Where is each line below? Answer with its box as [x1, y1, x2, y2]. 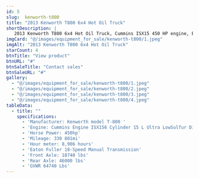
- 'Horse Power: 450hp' [21, 130, 81, 136]
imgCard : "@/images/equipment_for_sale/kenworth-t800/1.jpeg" [6, 36, 163, 42]
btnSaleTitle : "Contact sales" [6, 63, 84, 70]
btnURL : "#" [6, 58, 36, 64]
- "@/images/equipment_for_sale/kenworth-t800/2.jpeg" [11, 86, 150, 92]
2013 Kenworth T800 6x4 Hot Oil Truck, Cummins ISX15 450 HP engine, [14, 31, 190, 37]
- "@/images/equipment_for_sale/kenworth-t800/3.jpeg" [11, 91, 150, 97]
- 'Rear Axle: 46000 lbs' [21, 158, 86, 164]
